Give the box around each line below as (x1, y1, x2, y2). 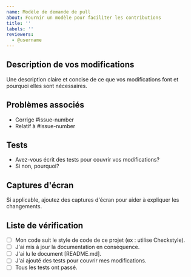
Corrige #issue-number (15, 116, 75, 123)
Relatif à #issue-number (15, 122, 76, 129)
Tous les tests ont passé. (15, 264, 78, 271)
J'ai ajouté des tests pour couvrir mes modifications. (15, 257, 147, 264)
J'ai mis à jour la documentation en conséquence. (15, 244, 140, 251)
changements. (6, 203, 42, 210)
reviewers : (6, 32, 34, 38)
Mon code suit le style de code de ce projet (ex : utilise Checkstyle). (15, 236, 186, 244)
